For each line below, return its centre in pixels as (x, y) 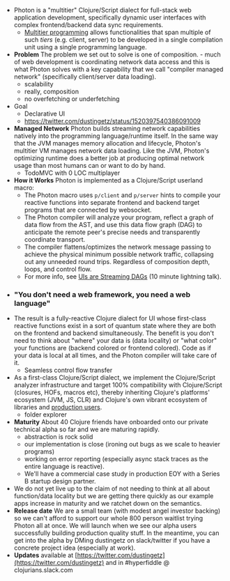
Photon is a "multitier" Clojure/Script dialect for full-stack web (102, 10)
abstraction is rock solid (59, 437)
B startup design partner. (60, 481)
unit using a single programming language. (86, 47)
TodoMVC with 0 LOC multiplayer (72, 173)
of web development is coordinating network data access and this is (112, 62)
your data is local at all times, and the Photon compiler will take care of (115, 355)
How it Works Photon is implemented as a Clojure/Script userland (108, 180)
